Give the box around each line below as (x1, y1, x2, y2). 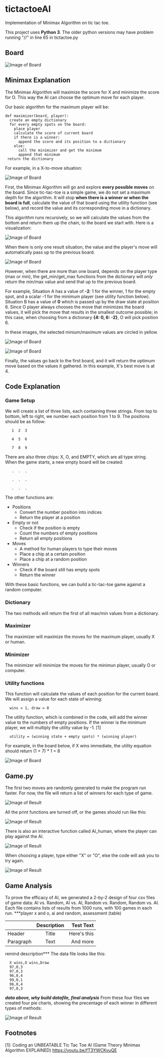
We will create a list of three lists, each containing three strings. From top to (5, 408, 158, 414)
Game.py (5, 772, 34, 780)
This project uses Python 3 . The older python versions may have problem (5, 29, 154, 35)
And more (71, 938, 94, 945)
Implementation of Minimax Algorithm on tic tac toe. (5, 20, 110, 26)
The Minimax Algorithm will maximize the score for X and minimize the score (5, 89, 160, 95)
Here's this (69, 930, 94, 937)
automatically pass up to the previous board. (5, 249, 95, 255)
